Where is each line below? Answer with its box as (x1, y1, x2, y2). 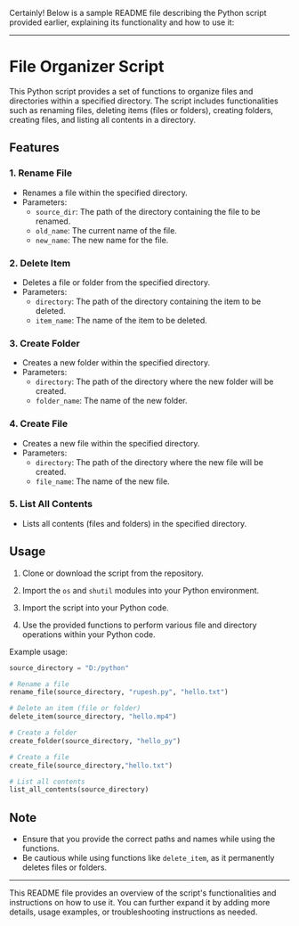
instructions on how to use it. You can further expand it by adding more (9, 897, 271, 908)
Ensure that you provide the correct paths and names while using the (21, 833, 276, 845)
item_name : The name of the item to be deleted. (35, 315, 207, 325)
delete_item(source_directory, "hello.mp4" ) (9, 712, 177, 721)
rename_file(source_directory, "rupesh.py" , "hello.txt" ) (9, 688, 229, 697)
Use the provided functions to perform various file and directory (21, 619, 257, 630)
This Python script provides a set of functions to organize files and (9, 86, 254, 96)
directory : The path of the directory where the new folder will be (35, 376, 274, 387)
